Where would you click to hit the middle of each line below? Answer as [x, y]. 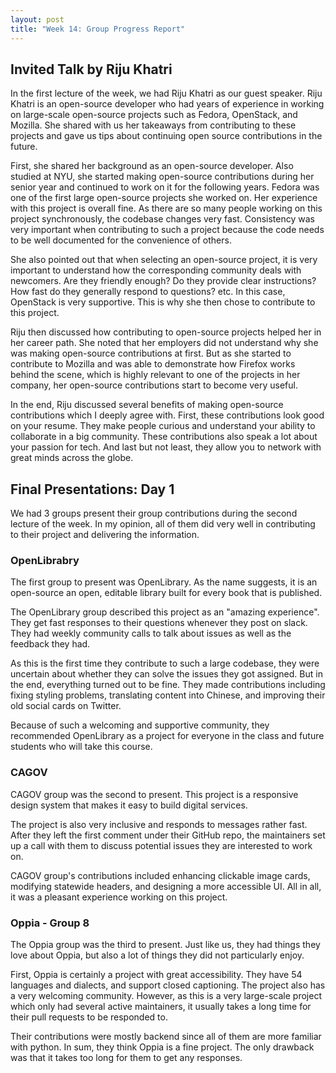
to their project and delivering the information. [105, 535]
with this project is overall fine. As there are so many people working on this [166, 208]
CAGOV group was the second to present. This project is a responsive [154, 794]
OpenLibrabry [45, 561]
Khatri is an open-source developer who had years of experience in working [167, 104]
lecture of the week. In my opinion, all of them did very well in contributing [163, 524]
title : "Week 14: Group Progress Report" [98, 29]
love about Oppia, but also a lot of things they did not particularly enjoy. [157, 955]
